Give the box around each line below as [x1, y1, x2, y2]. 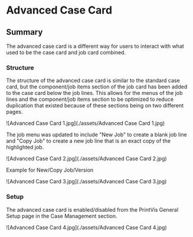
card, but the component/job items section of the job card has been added [6, 83, 188, 90]
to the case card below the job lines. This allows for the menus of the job [6, 90, 183, 97]
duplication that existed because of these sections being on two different [6, 102, 184, 109]
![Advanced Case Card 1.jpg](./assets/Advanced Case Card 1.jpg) [6, 120, 165, 127]
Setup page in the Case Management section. [6, 212, 117, 219]
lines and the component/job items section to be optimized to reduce [6, 96, 174, 103]
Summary [6, 27, 43, 37]
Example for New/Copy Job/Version [6, 166, 94, 174]
